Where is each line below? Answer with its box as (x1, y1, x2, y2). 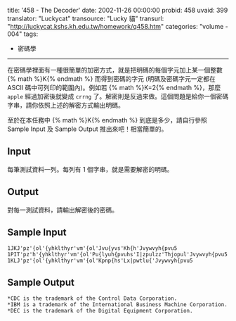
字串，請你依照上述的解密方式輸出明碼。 (7, 101, 124, 109)
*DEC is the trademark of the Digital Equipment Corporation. (7, 308, 193, 315)
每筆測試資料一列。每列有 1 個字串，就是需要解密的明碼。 (7, 165, 173, 173)
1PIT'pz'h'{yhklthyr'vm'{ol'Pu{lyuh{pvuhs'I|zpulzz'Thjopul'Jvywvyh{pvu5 (7, 251, 228, 258)
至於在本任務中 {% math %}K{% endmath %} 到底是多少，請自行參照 (7, 116, 207, 124)
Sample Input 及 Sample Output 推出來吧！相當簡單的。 (7, 125, 168, 133)
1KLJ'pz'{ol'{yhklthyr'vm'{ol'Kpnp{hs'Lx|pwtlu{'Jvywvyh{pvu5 (7, 257, 193, 265)
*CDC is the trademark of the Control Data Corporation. (7, 295, 178, 302)
